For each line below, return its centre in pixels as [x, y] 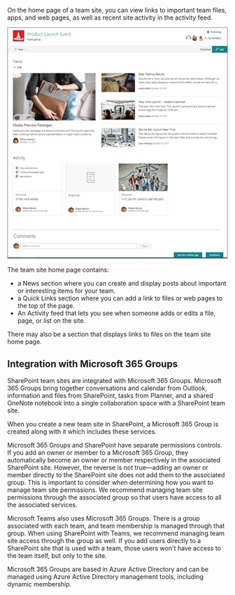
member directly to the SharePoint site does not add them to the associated [116, 475]
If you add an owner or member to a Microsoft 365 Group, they [98, 453]
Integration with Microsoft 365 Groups [93, 364]
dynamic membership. [40, 584]
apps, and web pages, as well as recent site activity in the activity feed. [110, 18]
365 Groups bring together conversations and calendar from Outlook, [107, 388]
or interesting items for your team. [66, 291]
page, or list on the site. [51, 321]
